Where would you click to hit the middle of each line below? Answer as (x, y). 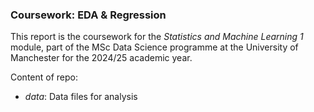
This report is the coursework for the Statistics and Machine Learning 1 (157, 37)
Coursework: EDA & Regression (88, 15)
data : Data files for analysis (81, 97)
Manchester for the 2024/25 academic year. (101, 58)
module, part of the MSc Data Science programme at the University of (154, 47)
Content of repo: (44, 77)
